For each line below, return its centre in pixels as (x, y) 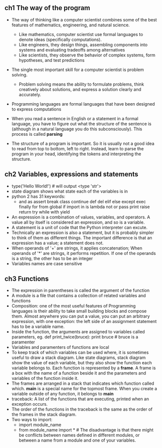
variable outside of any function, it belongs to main (63, 394)
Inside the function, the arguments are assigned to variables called (78, 332)
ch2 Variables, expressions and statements (72, 174)
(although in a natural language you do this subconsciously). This (77, 129)
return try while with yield (44, 212)
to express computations (36, 109)
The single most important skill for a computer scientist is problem (78, 70)
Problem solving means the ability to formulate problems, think (81, 84)
